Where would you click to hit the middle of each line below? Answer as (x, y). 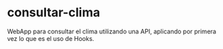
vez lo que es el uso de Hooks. (51, 38)
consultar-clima (54, 13)
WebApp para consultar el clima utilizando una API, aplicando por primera (112, 31)
